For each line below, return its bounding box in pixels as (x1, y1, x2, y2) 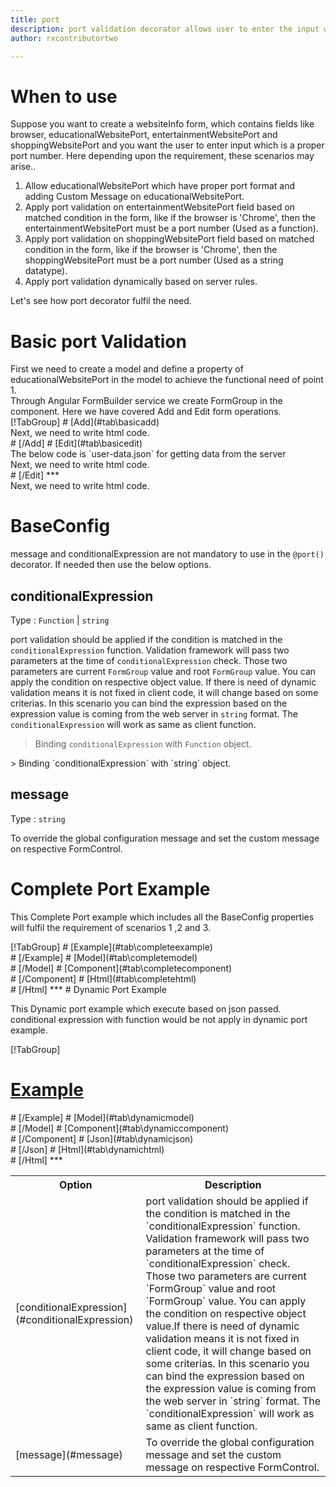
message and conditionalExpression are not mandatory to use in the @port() (10, 548, 325, 560)
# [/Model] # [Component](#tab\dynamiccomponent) (10, 1122, 230, 1134)
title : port (10, 14, 60, 25)
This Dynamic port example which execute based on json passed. (10, 1002, 282, 1015)
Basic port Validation (10, 330, 187, 353)
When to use (10, 85, 118, 108)
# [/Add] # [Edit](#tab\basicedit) (10, 437, 143, 450)
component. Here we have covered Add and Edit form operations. (10, 406, 282, 418)
